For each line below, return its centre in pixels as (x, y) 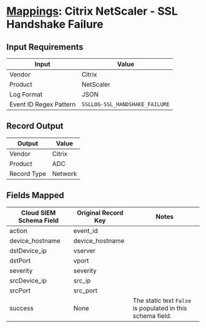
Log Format (26, 94)
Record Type (28, 174)
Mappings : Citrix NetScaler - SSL (92, 11)
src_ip (82, 280)
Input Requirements (45, 47)
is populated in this (160, 308)
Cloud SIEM (39, 213)
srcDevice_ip (28, 280)
